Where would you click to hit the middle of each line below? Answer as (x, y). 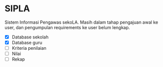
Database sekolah (30, 37)
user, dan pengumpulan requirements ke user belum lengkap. (67, 27)
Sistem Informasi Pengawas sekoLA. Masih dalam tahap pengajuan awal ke (81, 22)
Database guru (27, 43)
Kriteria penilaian (29, 48)
